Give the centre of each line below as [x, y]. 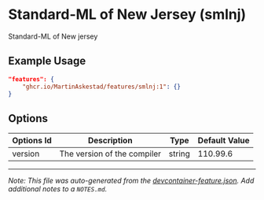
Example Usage [47, 61]
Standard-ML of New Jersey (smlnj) [127, 15]
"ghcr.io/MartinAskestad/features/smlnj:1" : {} [101, 87]
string [180, 154]
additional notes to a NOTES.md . [58, 189]
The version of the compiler [110, 154]
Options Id [32, 141]
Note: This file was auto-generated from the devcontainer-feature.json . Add [131, 181]
